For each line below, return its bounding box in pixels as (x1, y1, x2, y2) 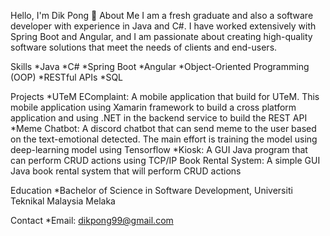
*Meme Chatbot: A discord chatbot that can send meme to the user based (10, 123, 317, 134)
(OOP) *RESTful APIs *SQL (10, 71, 124, 83)
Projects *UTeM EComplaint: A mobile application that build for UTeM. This (10, 91, 320, 102)
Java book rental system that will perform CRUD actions (10, 165, 242, 177)
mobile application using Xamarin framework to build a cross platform (10, 101, 297, 113)
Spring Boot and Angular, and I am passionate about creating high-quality (10, 31, 313, 42)
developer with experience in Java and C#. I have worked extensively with (10, 20, 317, 32)
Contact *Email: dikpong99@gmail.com (10, 215, 174, 226)
